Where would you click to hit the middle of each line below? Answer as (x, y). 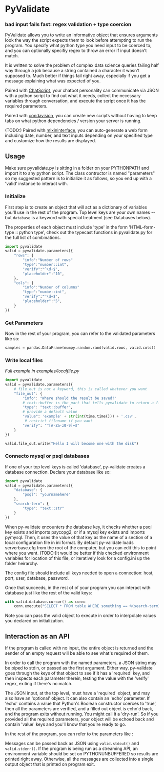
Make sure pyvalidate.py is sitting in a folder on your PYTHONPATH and (77, 168)
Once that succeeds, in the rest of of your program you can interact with (78, 588)
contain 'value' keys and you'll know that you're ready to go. (66, 724)
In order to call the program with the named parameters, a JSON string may (81, 663)
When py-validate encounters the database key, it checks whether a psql (79, 527)
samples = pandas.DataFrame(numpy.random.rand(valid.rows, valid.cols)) (81, 348)
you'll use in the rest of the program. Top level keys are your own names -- (80, 212)
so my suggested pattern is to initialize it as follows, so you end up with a (79, 179)
